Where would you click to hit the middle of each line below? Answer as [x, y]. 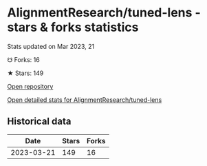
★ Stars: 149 [25, 73]
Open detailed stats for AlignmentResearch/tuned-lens [85, 100]
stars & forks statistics [73, 27]
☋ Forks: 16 [23, 59]
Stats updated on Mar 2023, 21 [51, 46]
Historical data [39, 122]
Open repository [30, 86]
